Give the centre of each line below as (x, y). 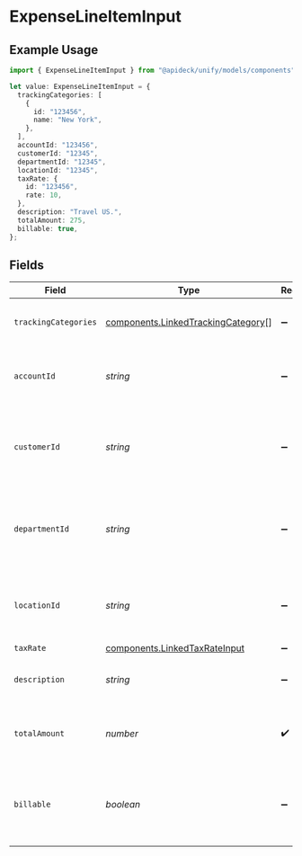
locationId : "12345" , (58, 170)
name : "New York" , (67, 120)
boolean (123, 805)
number (122, 734)
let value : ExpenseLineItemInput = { (80, 86)
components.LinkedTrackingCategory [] (189, 323)
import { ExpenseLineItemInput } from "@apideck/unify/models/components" (152, 70)
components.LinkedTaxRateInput (175, 648)
